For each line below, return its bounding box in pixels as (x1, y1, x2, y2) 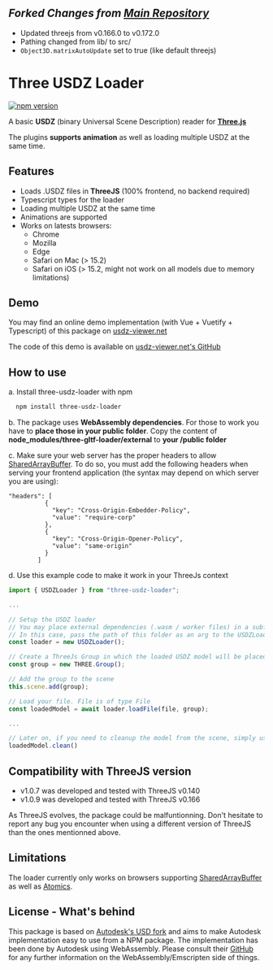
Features (8, 164, 54, 178)
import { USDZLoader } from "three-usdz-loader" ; (8, 586, 180, 594)
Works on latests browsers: (19, 220, 112, 230)
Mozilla (32, 237, 57, 247)
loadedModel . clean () (8, 742, 79, 750)
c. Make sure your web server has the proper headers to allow (8, 450, 217, 460)
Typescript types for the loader (19, 194, 124, 204)
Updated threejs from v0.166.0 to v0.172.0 (19, 28, 160, 37)
